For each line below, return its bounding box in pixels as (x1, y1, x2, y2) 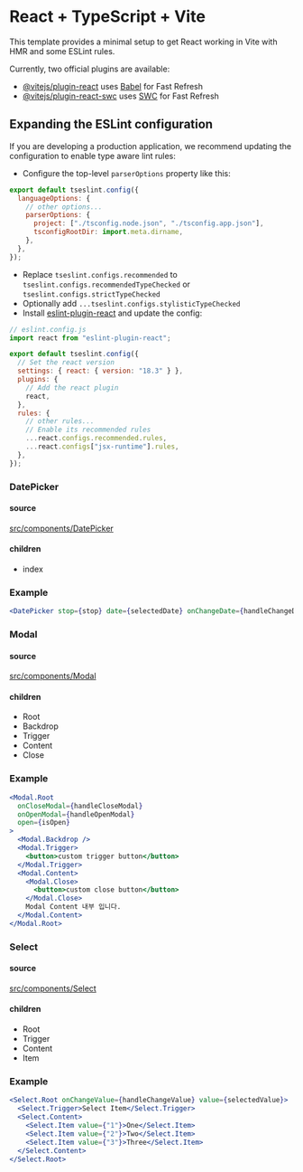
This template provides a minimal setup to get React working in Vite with (9, 36, 278, 47)
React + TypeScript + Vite (9, 6, 206, 27)
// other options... (25, 202, 103, 212)
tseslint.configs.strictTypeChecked (22, 289, 161, 299)
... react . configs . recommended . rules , (25, 434, 168, 443)
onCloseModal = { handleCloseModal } (17, 801, 143, 810)
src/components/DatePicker (9, 523, 115, 534)
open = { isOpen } (17, 818, 70, 827)
